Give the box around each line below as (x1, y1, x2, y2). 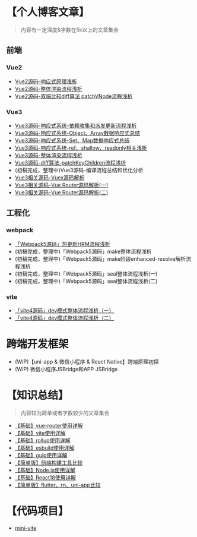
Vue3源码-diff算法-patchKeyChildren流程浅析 (14, 159, 126, 166)
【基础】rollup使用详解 (14, 437, 71, 444)
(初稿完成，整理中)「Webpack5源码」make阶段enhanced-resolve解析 (14, 255, 186, 262)
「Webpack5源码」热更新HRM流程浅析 (14, 240, 111, 247)
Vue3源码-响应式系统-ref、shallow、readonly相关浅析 (14, 144, 147, 151)
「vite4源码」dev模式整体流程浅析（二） (14, 314, 115, 321)
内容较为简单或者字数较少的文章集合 (20, 409, 110, 416)
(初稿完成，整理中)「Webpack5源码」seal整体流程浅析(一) (14, 270, 158, 277)
